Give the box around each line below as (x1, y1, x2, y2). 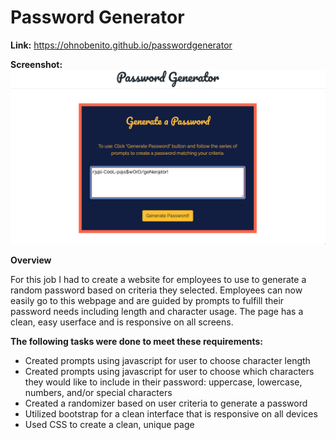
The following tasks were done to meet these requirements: (10, 335, 264, 347)
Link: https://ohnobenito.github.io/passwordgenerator (10, 39, 233, 51)
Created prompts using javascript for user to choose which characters (24, 365, 315, 377)
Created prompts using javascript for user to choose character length (24, 354, 311, 366)
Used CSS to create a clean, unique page (24, 418, 195, 430)
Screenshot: (10, 58, 63, 70)
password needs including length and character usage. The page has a (10, 305, 304, 317)
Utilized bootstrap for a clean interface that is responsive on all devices (24, 407, 318, 420)
